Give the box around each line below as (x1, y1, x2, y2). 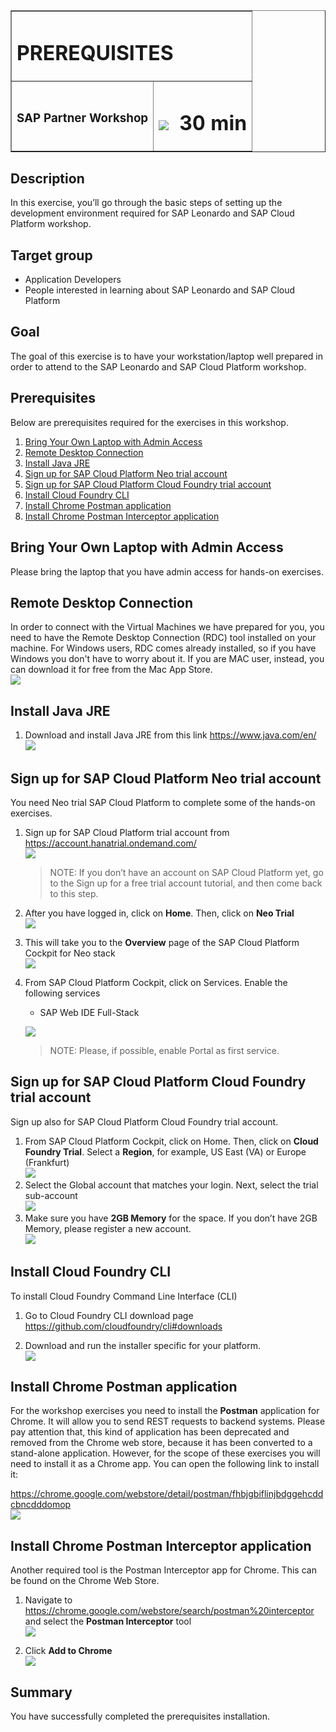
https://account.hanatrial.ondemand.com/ (24, 837, 197, 849)
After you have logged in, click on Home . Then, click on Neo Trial (24, 907, 295, 919)
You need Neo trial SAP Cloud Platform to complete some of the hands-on (10, 796, 316, 808)
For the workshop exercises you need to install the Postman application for (10, 1405, 320, 1417)
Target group (10, 247, 93, 264)
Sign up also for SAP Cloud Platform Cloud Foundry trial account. (10, 1115, 279, 1128)
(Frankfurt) (24, 1156, 70, 1168)
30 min (179, 110, 248, 136)
